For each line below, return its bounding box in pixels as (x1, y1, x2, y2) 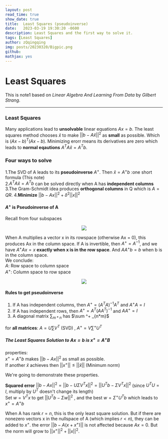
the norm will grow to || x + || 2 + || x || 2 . (5, 427, 80, 434)
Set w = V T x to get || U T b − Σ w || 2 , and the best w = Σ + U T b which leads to (5, 393, 158, 400)
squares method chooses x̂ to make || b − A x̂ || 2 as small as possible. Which (5, 131, 160, 138)
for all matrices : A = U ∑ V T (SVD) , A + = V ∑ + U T (5, 324, 102, 331)
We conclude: (5, 257, 34, 263)
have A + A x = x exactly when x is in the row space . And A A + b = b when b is (5, 246, 162, 253)
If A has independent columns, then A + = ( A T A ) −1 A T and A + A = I (12, 301, 145, 308)
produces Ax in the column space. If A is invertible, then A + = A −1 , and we (5, 240, 157, 247)
